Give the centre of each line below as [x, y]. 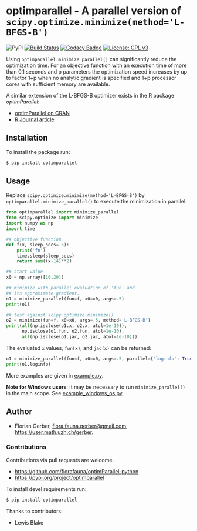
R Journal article [34, 119]
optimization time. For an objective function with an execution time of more [96, 65]
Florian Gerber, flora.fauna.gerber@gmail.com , [71, 426]
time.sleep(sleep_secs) [46, 256]
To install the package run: [38, 152]
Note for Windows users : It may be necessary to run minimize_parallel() [96, 387]
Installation [27, 138]
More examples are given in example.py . [55, 375]
